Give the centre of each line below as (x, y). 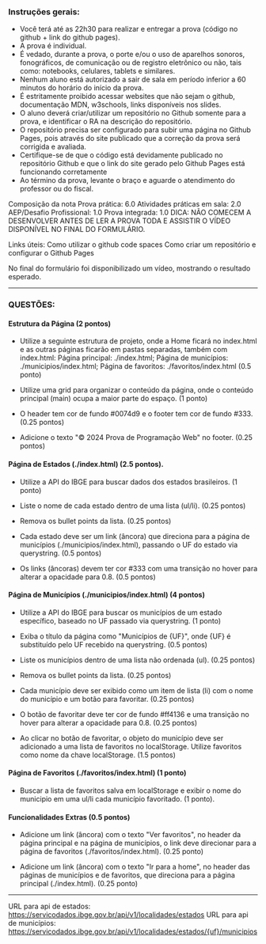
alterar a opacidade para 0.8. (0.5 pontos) (87, 577)
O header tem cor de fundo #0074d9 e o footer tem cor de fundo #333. (136, 414)
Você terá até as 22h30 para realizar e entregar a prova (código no (129, 29)
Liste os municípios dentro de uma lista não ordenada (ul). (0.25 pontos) (137, 660)
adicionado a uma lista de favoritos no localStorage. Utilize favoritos (131, 746)
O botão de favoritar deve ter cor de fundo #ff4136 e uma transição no (134, 714)
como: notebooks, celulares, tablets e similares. (97, 71)
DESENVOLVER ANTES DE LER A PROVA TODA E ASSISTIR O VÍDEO (120, 221)
